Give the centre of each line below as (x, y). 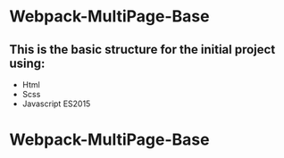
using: (27, 63)
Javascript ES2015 (56, 104)
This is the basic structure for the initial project (142, 50)
